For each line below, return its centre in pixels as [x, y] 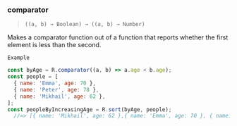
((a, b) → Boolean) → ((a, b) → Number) [85, 25]
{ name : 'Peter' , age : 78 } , [56, 89]
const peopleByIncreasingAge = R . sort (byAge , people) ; [90, 109]
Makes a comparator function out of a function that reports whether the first [118, 37]
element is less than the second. [54, 45]
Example [19, 58]
